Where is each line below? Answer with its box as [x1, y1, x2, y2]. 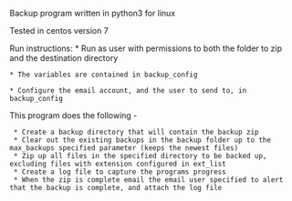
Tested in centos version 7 [9, 25, 109, 35]
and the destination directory [9, 53, 119, 63]
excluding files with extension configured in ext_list [9, 159, 226, 168]
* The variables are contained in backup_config [9, 70, 198, 79]
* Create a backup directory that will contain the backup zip [13, 127, 259, 136]
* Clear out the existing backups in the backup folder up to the [13, 136, 272, 145]
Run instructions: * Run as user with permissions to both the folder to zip [9, 43, 283, 54]
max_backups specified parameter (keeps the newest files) [9, 144, 239, 153]
